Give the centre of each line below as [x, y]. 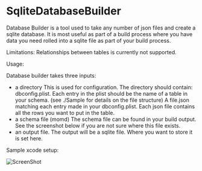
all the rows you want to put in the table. [65, 113]
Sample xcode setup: [33, 150]
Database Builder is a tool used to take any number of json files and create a [101, 28]
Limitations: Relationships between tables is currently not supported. [91, 52]
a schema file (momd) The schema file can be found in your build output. [106, 119]
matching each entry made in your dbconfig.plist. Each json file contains [105, 106]
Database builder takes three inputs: [51, 75]
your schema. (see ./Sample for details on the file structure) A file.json [102, 100]
